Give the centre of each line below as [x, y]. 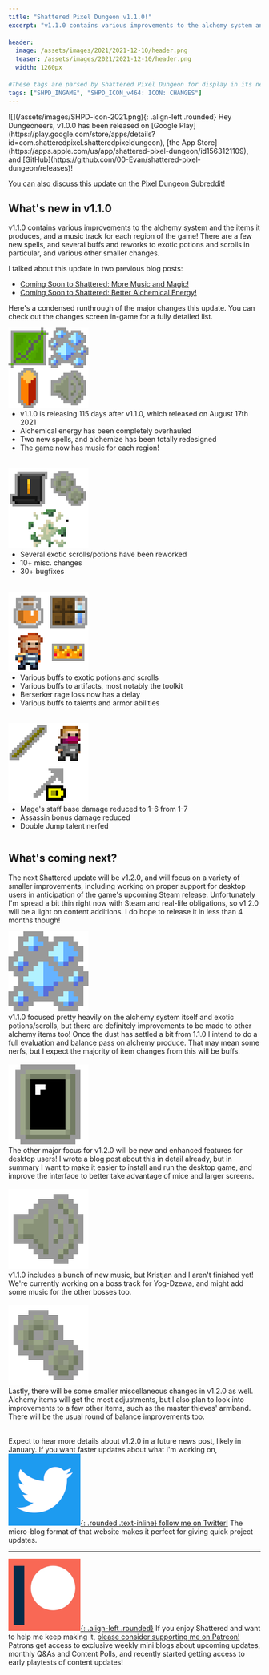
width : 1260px [39, 68]
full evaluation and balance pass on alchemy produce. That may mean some [134, 1042]
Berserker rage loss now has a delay [80, 694]
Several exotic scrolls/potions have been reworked [103, 554]
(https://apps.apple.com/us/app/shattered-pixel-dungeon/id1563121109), [128, 151]
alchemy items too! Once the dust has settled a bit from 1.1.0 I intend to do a [133, 1034]
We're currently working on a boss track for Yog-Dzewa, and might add [126, 1283]
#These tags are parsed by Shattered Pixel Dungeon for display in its [130, 84]
